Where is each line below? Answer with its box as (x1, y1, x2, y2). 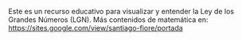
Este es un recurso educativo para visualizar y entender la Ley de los (8, 7, 235, 16)
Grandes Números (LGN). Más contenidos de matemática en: (8, 15, 209, 24)
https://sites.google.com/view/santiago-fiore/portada (8, 24, 183, 32)
